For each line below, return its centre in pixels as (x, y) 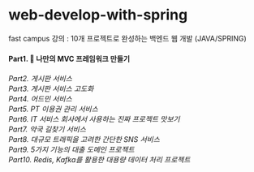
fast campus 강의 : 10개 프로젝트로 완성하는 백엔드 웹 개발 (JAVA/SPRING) (128, 38)
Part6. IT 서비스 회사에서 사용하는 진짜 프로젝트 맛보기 (94, 119)
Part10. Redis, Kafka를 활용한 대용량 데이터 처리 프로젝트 (99, 160)
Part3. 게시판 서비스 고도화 (51, 89)
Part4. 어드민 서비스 (41, 99)
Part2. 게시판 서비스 (41, 79)
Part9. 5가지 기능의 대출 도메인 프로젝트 (72, 150)
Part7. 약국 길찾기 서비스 (47, 129)
